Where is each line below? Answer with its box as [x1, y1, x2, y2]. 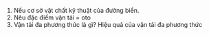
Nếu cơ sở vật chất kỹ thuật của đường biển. [13, 7, 140, 14]
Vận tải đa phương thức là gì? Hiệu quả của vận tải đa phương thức [13, 21, 203, 28]
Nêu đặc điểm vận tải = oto [13, 13, 91, 22]
